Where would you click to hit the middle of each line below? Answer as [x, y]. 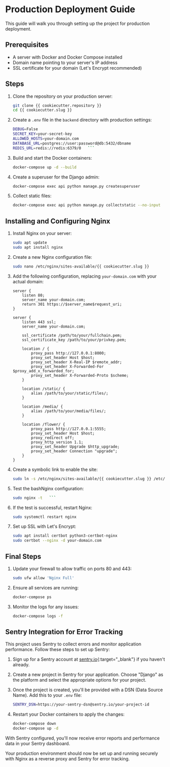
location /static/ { [44, 389]
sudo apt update [30, 243]
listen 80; [33, 295]
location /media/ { [43, 406]
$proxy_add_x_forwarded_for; [43, 371]
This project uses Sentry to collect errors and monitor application [73, 644]
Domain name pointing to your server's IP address [65, 63]
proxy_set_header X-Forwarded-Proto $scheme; [80, 375]
